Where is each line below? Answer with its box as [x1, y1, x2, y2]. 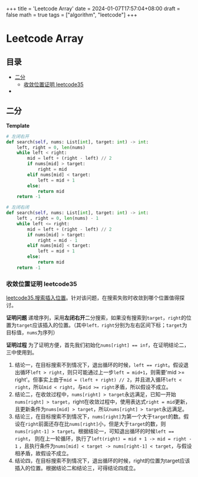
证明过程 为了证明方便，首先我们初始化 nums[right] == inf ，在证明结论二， [6, 341, 190, 348]
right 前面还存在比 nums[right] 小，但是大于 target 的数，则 [25, 420, 166, 427]
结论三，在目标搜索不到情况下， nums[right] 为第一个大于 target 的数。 [14, 413, 184, 420]
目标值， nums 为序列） [6, 329, 58, 336]
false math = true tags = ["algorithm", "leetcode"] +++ [6, 11, 137, 18]
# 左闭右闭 [6, 205, 29, 210]
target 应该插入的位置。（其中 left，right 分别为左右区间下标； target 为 [16, 321, 187, 329]
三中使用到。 [6, 349, 37, 356]
